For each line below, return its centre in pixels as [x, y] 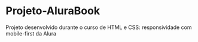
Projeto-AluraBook [53, 11]
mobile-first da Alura [31, 33]
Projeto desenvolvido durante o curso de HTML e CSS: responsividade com [99, 27]
